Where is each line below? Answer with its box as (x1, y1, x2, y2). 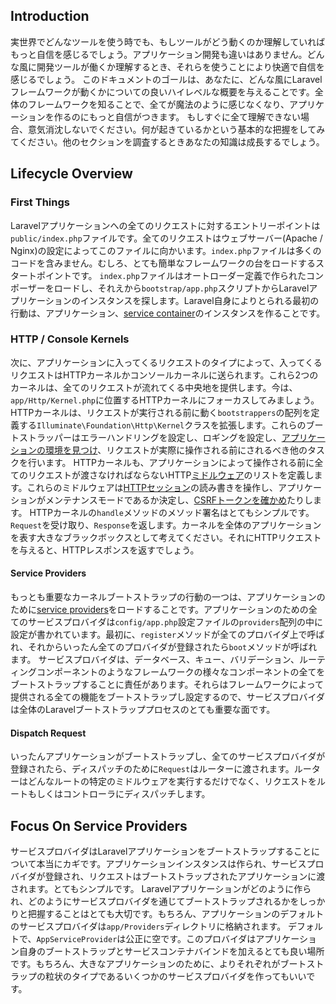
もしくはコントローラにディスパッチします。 (27, 788, 211, 800)
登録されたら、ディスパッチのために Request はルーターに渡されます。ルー (10, 763, 312, 775)
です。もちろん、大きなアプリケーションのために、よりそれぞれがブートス (10, 958, 316, 970)
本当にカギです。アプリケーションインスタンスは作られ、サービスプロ (36, 858, 325, 870)
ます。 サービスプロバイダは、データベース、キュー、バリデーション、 (10, 654, 300, 665)
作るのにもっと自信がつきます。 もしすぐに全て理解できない (53, 110, 301, 123)
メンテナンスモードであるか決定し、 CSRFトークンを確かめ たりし (44, 494, 314, 506)
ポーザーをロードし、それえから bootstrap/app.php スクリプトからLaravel (10, 282, 310, 294)
